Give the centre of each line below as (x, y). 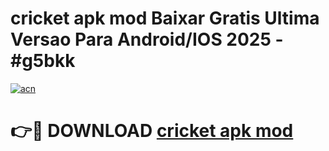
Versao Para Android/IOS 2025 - (147, 39)
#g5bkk (43, 61)
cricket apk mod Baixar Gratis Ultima (165, 18)
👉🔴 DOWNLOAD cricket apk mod (152, 131)
